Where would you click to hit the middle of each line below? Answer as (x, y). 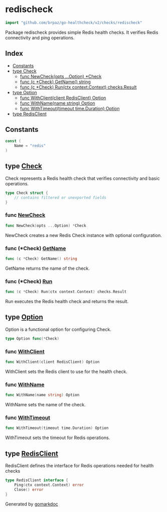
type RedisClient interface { (37, 480)
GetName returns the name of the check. (48, 268)
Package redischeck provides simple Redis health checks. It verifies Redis (82, 32)
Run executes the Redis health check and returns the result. (67, 302)
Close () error (29, 489)
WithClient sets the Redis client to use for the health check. (66, 372)
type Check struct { (27, 193)
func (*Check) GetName (36, 248)
